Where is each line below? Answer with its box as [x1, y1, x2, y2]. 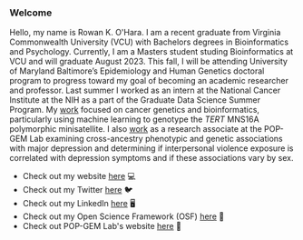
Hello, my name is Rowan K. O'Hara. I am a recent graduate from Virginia [9, 27, 281, 38]
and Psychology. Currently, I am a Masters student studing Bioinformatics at [9, 46, 294, 57]
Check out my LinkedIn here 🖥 [22, 198, 136, 209]
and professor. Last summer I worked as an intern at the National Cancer [9, 85, 281, 96]
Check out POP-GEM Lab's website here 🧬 [22, 221, 181, 232]
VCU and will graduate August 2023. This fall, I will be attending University [9, 56, 288, 67]
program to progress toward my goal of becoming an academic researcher [9, 75, 288, 86]
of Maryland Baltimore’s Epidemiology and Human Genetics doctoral [9, 65, 265, 76]
